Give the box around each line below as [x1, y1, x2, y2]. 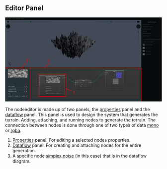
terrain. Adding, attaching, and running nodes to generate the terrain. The [5, 117, 156, 123]
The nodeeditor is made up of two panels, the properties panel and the [5, 107, 150, 113]
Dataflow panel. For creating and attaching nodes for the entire [12, 142, 142, 148]
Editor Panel [5, 4, 44, 12]
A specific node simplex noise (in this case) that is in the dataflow [12, 153, 147, 159]
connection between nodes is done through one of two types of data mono [5, 122, 159, 128]
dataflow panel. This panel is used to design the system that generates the [5, 112, 158, 118]
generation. [12, 148, 36, 154]
